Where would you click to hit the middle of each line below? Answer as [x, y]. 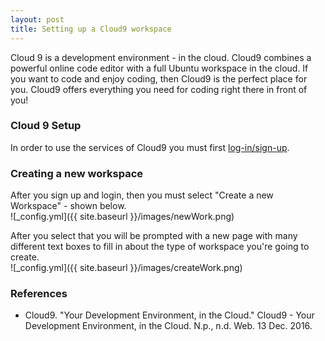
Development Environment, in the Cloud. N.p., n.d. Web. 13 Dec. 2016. [168, 326]
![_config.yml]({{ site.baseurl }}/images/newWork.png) [122, 217]
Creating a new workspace [77, 173]
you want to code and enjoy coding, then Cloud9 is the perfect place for [159, 78]
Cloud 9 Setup [46, 126]
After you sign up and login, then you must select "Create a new [142, 195]
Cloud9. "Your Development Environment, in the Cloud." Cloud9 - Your [169, 315]
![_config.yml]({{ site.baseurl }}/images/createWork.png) [126, 268]
